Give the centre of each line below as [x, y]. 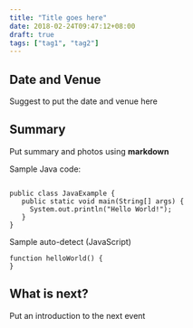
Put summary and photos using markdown [89, 151]
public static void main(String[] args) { [102, 201]
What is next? [49, 294]
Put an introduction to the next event [77, 315]
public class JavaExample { [63, 193]
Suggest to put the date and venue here [84, 101]
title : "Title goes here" [58, 18]
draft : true [32, 34]
